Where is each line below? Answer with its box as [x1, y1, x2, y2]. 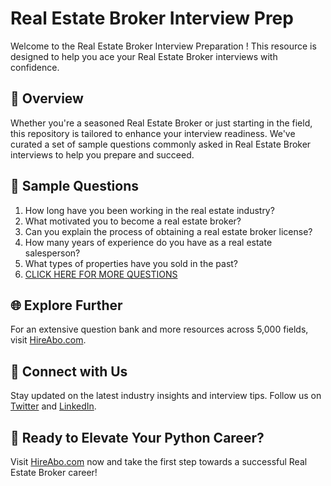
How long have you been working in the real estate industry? [24, 204, 275, 216]
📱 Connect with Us [10, 363, 128, 380]
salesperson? [24, 247, 81, 259]
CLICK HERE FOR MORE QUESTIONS [24, 268, 178, 280]
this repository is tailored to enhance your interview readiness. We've [10, 127, 296, 139]
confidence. [10, 61, 60, 73]
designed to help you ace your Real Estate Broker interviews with [10, 50, 278, 62]
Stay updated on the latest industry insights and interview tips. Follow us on [10, 390, 322, 402]
